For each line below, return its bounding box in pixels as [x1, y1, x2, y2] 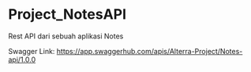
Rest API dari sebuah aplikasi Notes [8, 31, 124, 41]
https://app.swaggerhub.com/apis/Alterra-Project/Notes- [56, 46, 243, 56]
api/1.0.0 [8, 55, 36, 64]
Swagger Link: [8, 46, 55, 56]
